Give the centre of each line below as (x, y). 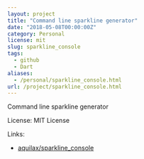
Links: (16, 134)
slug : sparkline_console (44, 47)
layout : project (31, 14)
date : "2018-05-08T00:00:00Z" (52, 27)
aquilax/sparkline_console (56, 148)
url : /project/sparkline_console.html (65, 87)
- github (27, 60)
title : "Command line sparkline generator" (73, 21)
